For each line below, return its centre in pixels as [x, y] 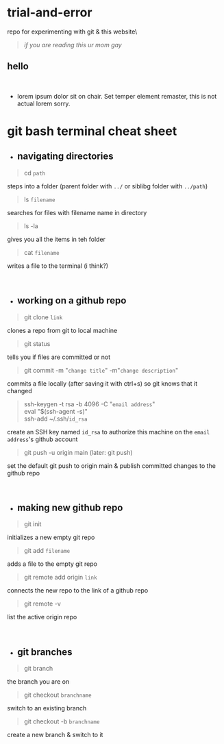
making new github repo [70, 507]
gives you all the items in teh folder [57, 239]
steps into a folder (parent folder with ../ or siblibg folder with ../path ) [108, 186]
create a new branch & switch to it [55, 735]
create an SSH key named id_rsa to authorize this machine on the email [109, 432]
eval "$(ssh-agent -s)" [55, 411]
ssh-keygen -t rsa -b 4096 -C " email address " [89, 404]
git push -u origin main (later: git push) [78, 452]
